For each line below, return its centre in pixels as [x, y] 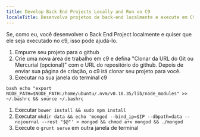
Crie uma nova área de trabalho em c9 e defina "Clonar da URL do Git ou [104, 58]
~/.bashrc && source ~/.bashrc [45, 99]
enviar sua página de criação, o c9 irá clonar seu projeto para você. [98, 71]
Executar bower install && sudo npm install [70, 110]
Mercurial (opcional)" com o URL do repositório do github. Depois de [99, 65]
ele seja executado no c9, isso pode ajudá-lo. [62, 41]
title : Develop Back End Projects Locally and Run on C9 [78, 12]
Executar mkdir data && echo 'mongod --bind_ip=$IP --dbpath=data [99, 116]
